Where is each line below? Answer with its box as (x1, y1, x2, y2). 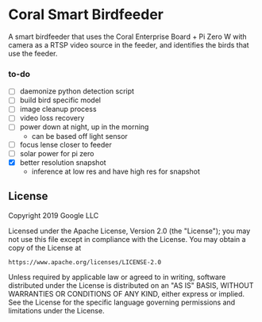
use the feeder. (8, 48, 58, 58)
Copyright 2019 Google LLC (8, 210, 99, 220)
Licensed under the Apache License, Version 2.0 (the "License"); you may (8, 226, 251, 236)
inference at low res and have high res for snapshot (31, 167, 200, 176)
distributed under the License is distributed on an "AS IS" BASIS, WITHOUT (8, 280, 254, 290)
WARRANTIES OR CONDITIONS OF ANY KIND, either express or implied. (8, 289, 245, 298)
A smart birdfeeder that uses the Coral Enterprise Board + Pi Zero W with (8, 32, 248, 41)
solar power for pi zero (19, 148, 94, 158)
